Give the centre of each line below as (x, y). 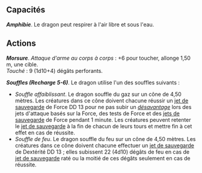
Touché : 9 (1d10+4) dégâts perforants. (55, 71)
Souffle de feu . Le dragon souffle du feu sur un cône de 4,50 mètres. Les (105, 139)
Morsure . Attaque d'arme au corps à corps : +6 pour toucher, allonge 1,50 (99, 58)
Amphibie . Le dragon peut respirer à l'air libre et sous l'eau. (80, 24)
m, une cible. (22, 64)
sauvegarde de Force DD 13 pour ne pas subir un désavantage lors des (103, 107)
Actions (21, 44)
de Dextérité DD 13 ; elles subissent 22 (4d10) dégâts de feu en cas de (102, 152)
